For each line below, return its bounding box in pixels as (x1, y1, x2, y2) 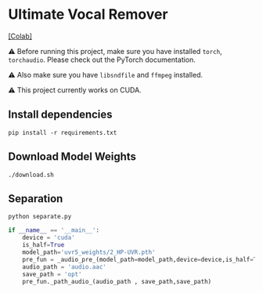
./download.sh (8, 171, 55, 179)
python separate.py (8, 213, 72, 221)
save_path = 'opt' (22, 270, 82, 278)
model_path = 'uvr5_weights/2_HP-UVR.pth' (22, 248, 156, 256)
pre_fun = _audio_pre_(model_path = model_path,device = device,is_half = (22, 255, 254, 263)
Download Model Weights (8, 150, 137, 164)
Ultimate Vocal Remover (8, 5, 168, 24)
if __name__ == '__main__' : (8, 226, 100, 234)
